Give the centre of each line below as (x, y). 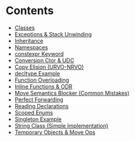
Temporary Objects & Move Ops (55, 132)
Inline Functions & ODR (43, 86)
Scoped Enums (34, 112)
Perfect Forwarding (39, 100)
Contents (30, 11)
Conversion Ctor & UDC (44, 60)
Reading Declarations (42, 106)
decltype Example (37, 73)
